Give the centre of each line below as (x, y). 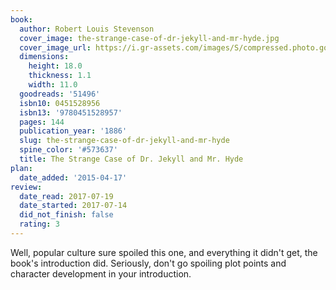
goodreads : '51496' (60, 94)
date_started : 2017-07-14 (73, 206)
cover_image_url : (55, 47)
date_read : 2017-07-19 (66, 196)
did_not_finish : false (66, 215)
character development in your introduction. (101, 273)
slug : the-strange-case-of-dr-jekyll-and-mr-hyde (124, 141)
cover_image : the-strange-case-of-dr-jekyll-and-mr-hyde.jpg (149, 38)
